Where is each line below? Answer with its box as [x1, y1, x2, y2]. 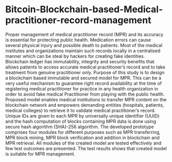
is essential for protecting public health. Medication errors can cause [5, 37, 151, 43]
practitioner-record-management [5, 14, 151, 26]
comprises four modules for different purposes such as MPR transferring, [5, 129, 161, 135]
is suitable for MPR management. [5, 151, 75, 157]
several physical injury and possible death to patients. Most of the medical [5, 42, 163, 48]
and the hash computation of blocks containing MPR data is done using [5, 118, 157, 124]
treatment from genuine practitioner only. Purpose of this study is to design [5, 69, 165, 75]
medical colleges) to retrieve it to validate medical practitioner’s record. [5, 107, 156, 113]
